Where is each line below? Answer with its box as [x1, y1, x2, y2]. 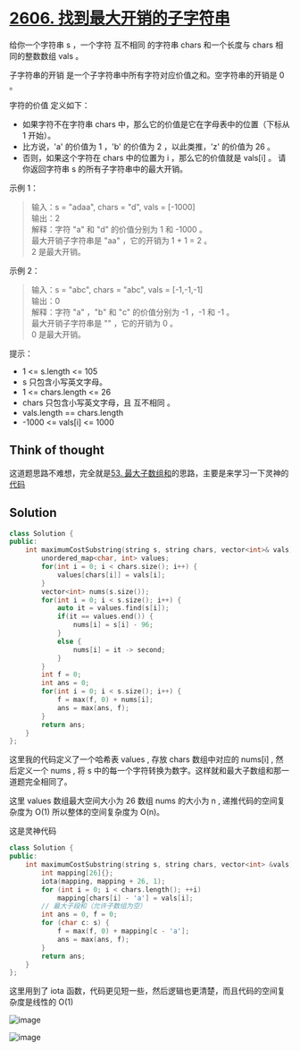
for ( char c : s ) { [41, 919, 110, 928]
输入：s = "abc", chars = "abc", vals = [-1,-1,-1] [30, 284, 204, 295]
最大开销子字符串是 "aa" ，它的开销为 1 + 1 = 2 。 [30, 234, 212, 246]
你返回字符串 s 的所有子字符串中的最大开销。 [21, 163, 188, 174]
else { [56, 637, 82, 646]
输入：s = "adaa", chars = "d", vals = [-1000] [30, 201, 196, 212]
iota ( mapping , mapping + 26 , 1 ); [41, 877, 166, 886]
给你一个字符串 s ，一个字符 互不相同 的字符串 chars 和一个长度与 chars [9, 39, 274, 50]
